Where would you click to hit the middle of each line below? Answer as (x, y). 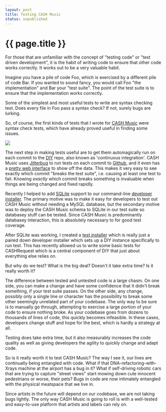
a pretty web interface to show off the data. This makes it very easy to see (81, 168)
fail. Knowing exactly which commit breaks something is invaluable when (80, 179)
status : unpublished (27, 19)
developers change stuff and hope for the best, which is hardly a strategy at (83, 323)
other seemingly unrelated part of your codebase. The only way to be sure (81, 302)
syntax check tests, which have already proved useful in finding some (76, 128)
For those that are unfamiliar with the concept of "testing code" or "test (78, 57)
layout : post (19, 10)
